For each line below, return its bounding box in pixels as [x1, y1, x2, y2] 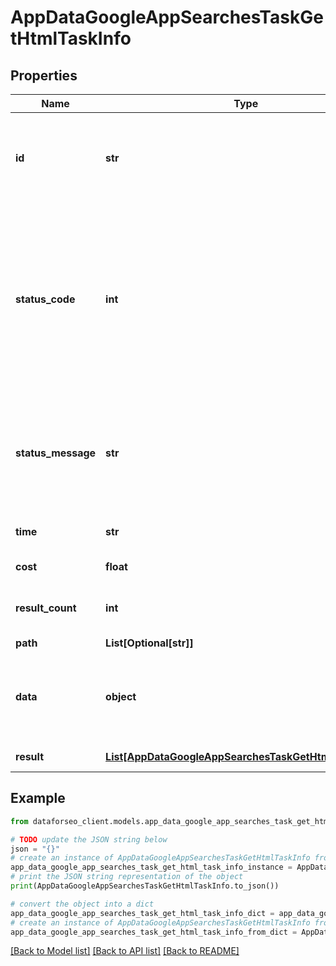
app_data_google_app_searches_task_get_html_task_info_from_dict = [10, 927, 298, 937]
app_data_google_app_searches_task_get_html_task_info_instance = [10, 862, 293, 873]
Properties [10, 67, 78, 84]
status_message [15, 446, 97, 460]
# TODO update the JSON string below [10, 834, 168, 845]
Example [10, 790, 66, 807]
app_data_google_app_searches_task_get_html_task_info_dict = [10, 908, 275, 918]
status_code [15, 292, 76, 306]
